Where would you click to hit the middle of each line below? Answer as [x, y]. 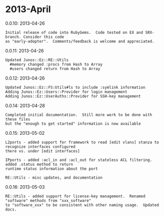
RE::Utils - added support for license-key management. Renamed [75, 196]
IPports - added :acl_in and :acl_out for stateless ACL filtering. [79, 160]
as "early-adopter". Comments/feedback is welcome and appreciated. [80, 41]
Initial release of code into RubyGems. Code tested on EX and [74, 32]
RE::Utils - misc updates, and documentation [54, 178]
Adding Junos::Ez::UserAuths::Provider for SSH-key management [73, 96]
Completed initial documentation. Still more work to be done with [79, 115]
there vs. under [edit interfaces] [43, 151]
